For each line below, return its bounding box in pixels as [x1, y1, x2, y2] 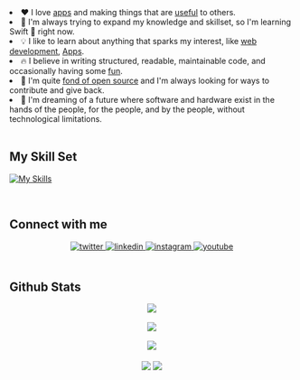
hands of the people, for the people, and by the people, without [9, 104, 246, 115]
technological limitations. [9, 114, 102, 124]
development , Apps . [9, 46, 85, 56]
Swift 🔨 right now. [9, 26, 75, 37]
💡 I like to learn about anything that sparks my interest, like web [21, 36, 258, 46]
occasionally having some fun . [9, 66, 124, 76]
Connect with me [9, 217, 108, 232]
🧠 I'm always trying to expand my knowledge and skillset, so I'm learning [21, 16, 292, 27]
